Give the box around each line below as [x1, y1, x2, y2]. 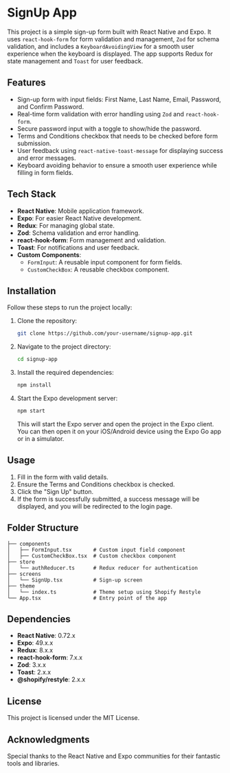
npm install [16, 382, 51, 389]
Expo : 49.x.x [16, 639, 54, 647]
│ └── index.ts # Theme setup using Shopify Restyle [7, 588, 201, 595]
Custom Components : [16, 250, 82, 259]
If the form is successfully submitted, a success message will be [16, 495, 200, 503]
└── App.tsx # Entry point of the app [7, 595, 168, 601]
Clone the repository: [16, 317, 78, 325]
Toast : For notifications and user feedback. [16, 243, 139, 251]
